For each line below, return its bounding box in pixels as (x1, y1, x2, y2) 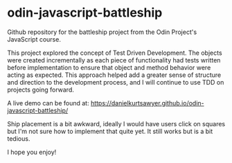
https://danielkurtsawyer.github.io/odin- (90, 98, 204, 107)
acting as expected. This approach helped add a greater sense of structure (7, 71, 222, 79)
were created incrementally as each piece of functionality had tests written (7, 55, 221, 64)
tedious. (7, 134, 30, 143)
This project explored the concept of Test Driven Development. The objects (7, 49, 223, 57)
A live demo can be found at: (7, 98, 89, 107)
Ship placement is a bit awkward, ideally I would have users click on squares (7, 119, 226, 128)
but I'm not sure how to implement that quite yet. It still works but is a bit (7, 127, 213, 135)
